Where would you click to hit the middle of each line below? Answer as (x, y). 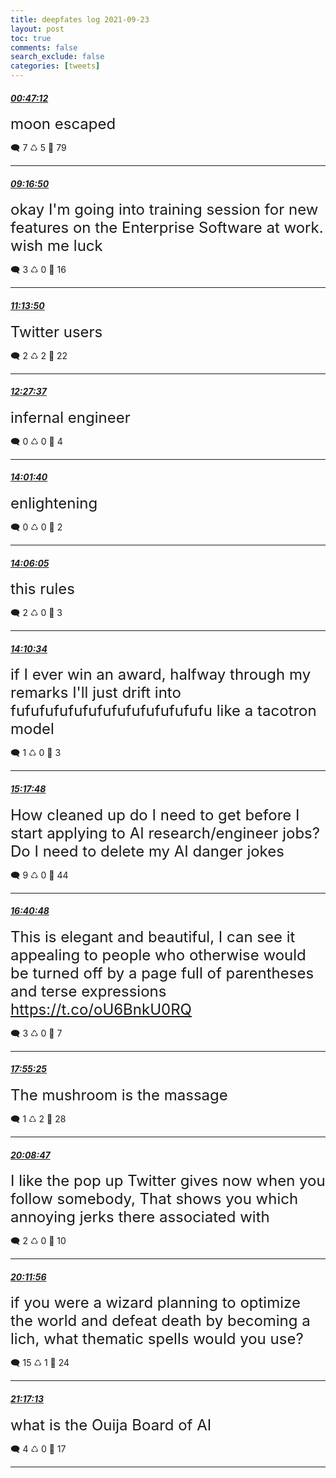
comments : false (44, 47)
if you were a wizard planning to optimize (155, 1303)
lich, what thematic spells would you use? (157, 1339)
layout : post (37, 29)
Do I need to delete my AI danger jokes (147, 851)
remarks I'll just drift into (96, 693)
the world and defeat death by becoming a (160, 1321)
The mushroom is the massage (119, 1095)
